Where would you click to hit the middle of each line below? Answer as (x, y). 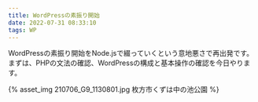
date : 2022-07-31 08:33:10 (52, 23)
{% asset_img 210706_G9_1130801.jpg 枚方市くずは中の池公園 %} (114, 89)
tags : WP (22, 30)
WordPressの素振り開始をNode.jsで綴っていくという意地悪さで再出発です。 (131, 53)
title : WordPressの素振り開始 (54, 15)
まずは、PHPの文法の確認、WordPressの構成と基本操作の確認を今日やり (126, 63)
